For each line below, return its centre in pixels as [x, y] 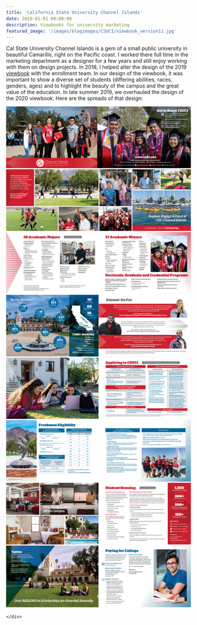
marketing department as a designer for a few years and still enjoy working [97, 61]
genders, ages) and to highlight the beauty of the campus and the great [93, 86]
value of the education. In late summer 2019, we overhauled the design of [95, 92]
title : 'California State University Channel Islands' [74, 12]
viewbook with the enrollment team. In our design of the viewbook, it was [94, 73]
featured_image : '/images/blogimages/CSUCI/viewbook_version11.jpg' [91, 31]
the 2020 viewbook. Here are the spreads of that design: [75, 98]
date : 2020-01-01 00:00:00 [39, 19]
